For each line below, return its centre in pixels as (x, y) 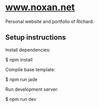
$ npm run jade (21, 79)
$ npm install (19, 60)
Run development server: (32, 89)
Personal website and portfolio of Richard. (50, 21)
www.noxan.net (40, 7)
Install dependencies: (28, 49)
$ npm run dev (21, 99)
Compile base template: (30, 69)
